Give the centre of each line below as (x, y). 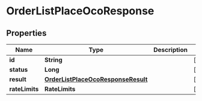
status (19, 70)
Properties (26, 33)
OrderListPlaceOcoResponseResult (96, 79)
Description (170, 50)
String (54, 60)
